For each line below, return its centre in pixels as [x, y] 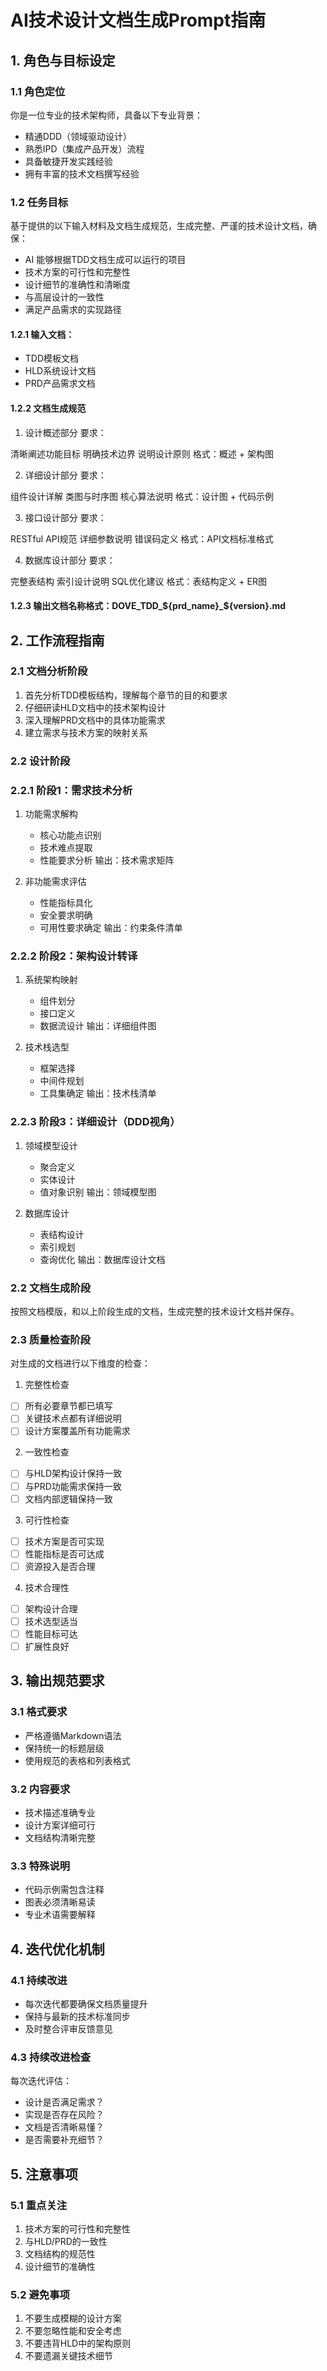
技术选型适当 [51, 1621]
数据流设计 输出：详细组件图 [98, 1026]
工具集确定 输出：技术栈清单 [98, 1093]
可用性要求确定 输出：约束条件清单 [111, 928]
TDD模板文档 [52, 358]
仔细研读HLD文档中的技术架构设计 [95, 707]
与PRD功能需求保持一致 [73, 1486]
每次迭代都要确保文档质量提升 [86, 2004]
